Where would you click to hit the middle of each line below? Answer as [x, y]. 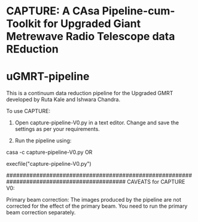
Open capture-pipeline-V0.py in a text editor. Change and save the [97, 123]
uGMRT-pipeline [48, 77]
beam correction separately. [41, 212]
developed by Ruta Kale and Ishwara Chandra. [63, 99]
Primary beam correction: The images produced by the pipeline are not [94, 200]
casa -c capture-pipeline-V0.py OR [49, 152]
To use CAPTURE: [28, 111]
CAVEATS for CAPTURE [156, 182]
